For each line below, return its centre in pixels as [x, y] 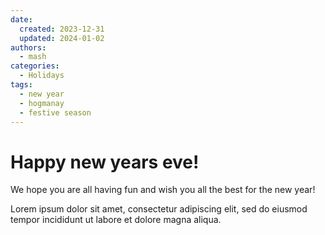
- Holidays [42, 76]
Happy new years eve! [105, 162]
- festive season [55, 112]
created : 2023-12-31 [62, 29]
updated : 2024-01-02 [62, 38]
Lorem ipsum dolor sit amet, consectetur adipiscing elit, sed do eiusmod [159, 209]
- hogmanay [42, 103]
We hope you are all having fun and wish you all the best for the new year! [163, 190]
